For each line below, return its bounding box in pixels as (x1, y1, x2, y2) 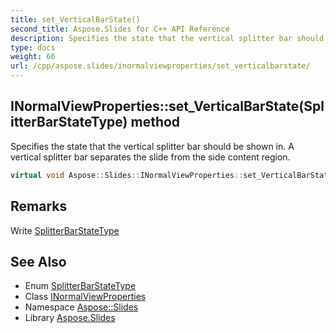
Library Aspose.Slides (24, 312, 116, 324)
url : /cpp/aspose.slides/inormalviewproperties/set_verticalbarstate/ (10, 61, 311, 71)
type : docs (10, 42, 56, 53)
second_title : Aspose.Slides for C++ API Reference (10, 24, 230, 34)
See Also (10, 253, 67, 270)
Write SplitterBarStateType (10, 224, 120, 236)
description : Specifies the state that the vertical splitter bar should (10, 33, 325, 43)
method (130, 114, 181, 131)
